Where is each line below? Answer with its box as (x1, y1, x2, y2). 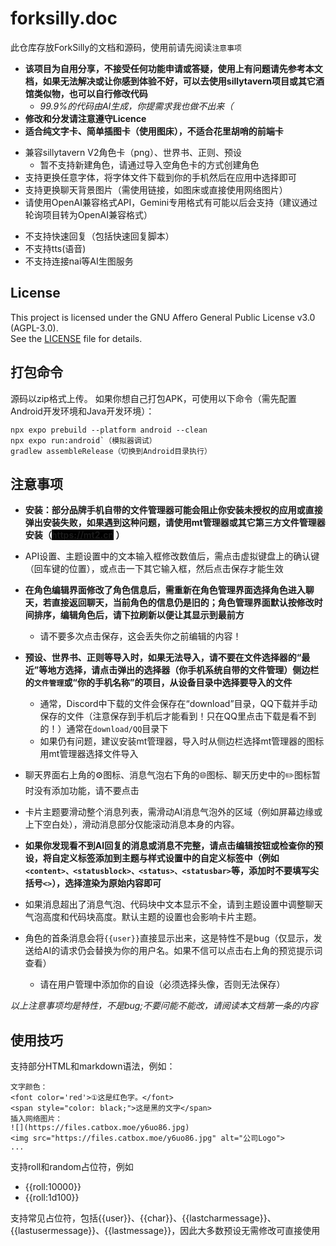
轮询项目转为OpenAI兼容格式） (24, 208, 153, 221)
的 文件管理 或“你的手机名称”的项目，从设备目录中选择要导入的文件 (24, 677, 293, 689)
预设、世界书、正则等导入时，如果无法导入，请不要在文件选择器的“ (24, 652, 302, 664)
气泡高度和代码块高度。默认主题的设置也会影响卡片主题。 (24, 911, 262, 923)
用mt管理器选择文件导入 (39, 748, 139, 760)
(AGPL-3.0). (10, 322, 59, 334)
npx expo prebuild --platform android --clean (10, 425, 208, 435)
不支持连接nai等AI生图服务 (24, 255, 134, 267)
